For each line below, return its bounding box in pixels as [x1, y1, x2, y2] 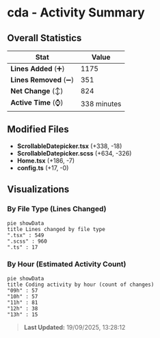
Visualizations [7, 184, 70, 195]
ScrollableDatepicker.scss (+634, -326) [16, 149, 132, 157]
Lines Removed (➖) [10, 75, 74, 84]
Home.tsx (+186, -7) [16, 156, 75, 165]
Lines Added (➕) [10, 64, 65, 73]
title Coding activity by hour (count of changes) [7, 281, 155, 288]
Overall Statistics [7, 32, 82, 44]
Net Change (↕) [10, 86, 64, 95]
